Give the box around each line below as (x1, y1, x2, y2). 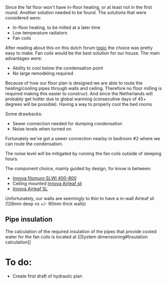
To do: (5, 257, 32, 268)
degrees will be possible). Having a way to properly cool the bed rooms (5, 101, 152, 107)
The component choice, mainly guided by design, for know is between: (5, 166, 151, 171)
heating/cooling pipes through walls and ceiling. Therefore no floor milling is (5, 85, 162, 91)
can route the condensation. (5, 141, 63, 147)
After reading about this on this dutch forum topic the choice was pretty (5, 45, 153, 50)
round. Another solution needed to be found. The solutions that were (5, 9, 146, 15)
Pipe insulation (5, 215, 52, 224)
